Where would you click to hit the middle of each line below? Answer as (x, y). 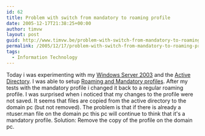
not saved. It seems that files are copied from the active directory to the (96, 101)
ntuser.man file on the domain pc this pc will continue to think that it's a (96, 113)
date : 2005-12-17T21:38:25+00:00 (49, 23)
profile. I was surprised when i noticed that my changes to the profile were (100, 94)
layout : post (23, 35)
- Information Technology (45, 57)
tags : (13, 52)
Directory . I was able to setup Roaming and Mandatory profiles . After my (97, 81)
